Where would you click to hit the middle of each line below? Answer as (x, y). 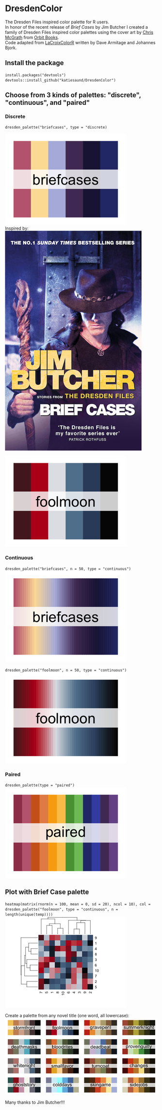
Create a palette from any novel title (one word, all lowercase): (67, 1015)
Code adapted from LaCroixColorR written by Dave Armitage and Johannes (80, 42)
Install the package (34, 63)
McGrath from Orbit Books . (32, 37)
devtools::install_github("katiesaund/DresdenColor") (61, 80)
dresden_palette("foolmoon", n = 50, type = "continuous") (66, 670)
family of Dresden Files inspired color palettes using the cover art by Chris (79, 32)
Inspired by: (17, 228)
